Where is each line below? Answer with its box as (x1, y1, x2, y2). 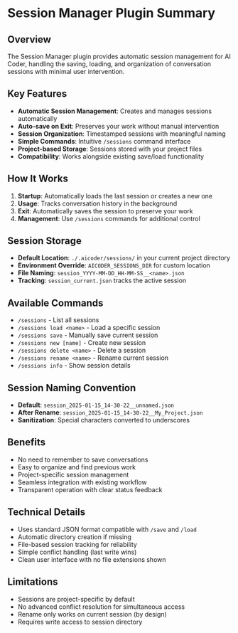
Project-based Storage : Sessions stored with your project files (17, 144, 202, 153)
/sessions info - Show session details (17, 361, 131, 370)
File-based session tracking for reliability (17, 540, 137, 548)
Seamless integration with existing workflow (17, 478, 147, 486)
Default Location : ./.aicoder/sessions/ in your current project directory (17, 254, 231, 262)
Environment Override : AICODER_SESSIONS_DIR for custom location (17, 261, 211, 270)
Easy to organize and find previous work (17, 462, 136, 471)
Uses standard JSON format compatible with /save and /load (17, 525, 197, 533)
